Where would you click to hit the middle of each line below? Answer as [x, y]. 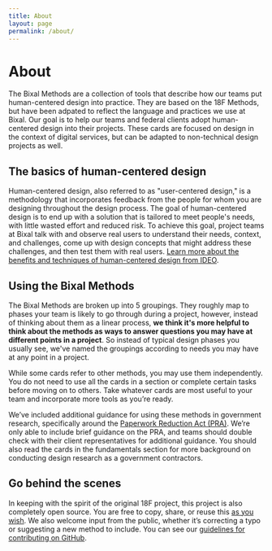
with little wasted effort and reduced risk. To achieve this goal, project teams [136, 225]
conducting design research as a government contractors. [106, 457]
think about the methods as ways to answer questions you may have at [131, 331]
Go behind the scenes [65, 484]
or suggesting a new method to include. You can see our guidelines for [127, 529]
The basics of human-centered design [108, 171]
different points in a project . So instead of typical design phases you [124, 339]
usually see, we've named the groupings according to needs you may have [134, 348]
